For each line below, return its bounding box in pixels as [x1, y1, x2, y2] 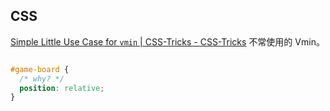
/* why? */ [19, 74, 65, 84]
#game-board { [10, 64, 70, 74]
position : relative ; [19, 83, 105, 93]
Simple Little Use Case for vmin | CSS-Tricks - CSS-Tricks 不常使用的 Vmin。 [10, 35, 325, 48]
